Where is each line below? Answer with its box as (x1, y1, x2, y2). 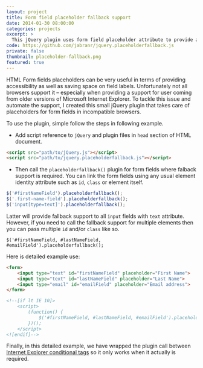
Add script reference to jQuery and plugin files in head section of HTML (14, 131, 192, 139)
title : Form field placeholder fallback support (6, 14, 131, 21)
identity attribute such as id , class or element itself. (14, 179, 144, 186)
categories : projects (6, 25, 61, 32)
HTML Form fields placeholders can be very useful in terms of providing (6, 76, 186, 83)
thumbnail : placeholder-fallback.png (6, 54, 101, 60)
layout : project (6, 8, 47, 15)
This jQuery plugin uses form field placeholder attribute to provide (11, 37, 193, 43)
